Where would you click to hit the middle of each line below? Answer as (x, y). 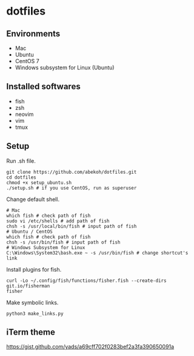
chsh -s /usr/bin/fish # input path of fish (63, 242)
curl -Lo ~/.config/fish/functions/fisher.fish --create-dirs (86, 281)
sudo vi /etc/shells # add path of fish (58, 221)
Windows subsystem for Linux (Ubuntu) (65, 67)
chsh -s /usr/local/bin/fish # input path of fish (72, 226)
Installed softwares (43, 87)
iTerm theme (31, 332)
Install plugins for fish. (34, 269)
